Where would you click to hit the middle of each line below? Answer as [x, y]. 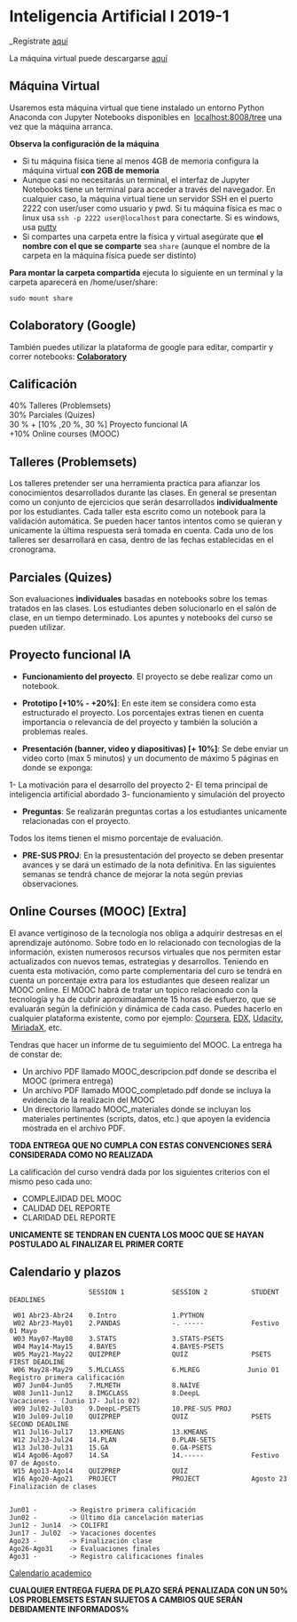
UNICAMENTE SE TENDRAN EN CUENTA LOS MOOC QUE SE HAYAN [137, 1234]
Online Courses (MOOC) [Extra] [98, 911]
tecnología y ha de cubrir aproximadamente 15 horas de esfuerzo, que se [143, 999]
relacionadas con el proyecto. [76, 820]
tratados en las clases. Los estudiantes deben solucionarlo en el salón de [143, 608]
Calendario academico [51, 1573]
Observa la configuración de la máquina [84, 143]
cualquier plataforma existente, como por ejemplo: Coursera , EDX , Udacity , [146, 1018]
